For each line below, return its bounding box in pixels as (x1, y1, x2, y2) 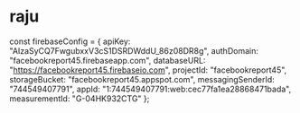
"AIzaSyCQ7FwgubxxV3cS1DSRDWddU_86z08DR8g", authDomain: (9, 45, 259, 56)
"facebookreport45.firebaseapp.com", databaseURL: (9, 55, 206, 65)
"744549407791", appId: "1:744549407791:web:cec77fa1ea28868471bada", (9, 83, 292, 94)
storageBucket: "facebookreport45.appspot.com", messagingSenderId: (9, 74, 276, 84)
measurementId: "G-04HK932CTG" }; (9, 92, 150, 104)
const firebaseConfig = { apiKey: (9, 36, 131, 47)
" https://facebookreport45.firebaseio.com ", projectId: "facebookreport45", (9, 65, 287, 75)
